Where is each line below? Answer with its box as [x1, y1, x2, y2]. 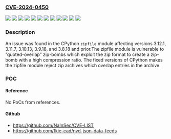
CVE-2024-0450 [5, 4, 49, 11]
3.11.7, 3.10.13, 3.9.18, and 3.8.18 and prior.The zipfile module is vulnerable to [5, 46, 164, 52]
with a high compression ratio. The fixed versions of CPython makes [18, 56, 163, 63]
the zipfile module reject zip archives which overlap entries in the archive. [5, 62, 161, 68]
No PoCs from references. [5, 99, 60, 105]
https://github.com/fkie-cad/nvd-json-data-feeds [12, 127, 117, 134]
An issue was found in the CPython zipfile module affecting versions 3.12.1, [5, 40, 166, 47]
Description [5, 29, 35, 36]
